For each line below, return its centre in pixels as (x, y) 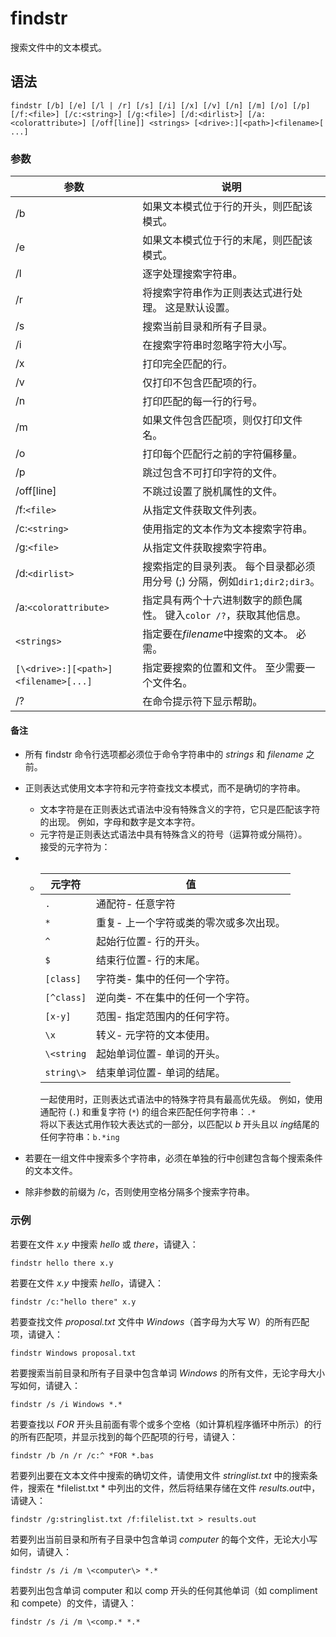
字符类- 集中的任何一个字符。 (166, 979)
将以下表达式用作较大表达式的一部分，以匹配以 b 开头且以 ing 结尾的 (179, 1124)
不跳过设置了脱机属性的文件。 (212, 492)
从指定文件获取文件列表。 (202, 510)
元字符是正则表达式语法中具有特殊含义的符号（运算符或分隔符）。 (173, 834)
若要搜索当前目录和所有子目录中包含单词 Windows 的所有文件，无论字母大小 (167, 1373)
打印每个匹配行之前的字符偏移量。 (222, 454)
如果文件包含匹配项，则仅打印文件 (222, 420)
